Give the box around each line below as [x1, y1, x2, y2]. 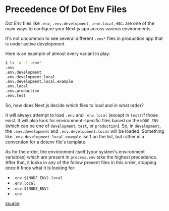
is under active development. [5, 40, 66, 46]
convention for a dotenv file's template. [5, 139, 87, 145]
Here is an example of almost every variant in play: [5, 50, 110, 57]
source [5, 200, 20, 206]
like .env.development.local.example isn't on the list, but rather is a [5, 133, 145, 139]
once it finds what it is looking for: [5, 165, 76, 171]
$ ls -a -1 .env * [5, 60, 42, 65]
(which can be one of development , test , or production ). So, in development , [5, 123, 161, 129]
